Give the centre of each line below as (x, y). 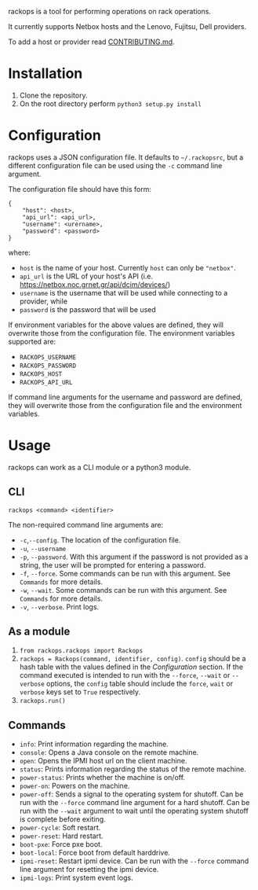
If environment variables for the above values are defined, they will (116, 325)
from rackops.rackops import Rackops (81, 651)
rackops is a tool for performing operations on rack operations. (110, 11)
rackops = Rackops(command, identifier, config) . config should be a (133, 659)
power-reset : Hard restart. (61, 836)
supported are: (32, 341)
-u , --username (43, 548)
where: (20, 252)
